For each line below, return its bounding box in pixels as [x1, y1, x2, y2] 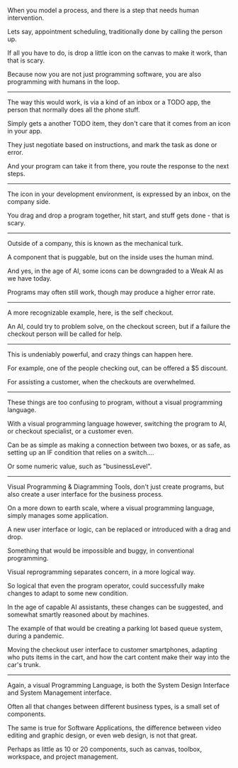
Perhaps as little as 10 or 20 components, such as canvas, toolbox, [7, 745, 202, 753]
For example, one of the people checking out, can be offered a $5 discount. [7, 364, 228, 372]
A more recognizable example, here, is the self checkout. [7, 308, 174, 317]
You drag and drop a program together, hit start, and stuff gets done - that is [7, 211, 230, 220]
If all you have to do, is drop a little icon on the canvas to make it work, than [7, 49, 228, 57]
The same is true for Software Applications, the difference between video [7, 724, 222, 732]
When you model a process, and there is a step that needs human [7, 6, 200, 14]
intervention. [7, 13, 45, 22]
